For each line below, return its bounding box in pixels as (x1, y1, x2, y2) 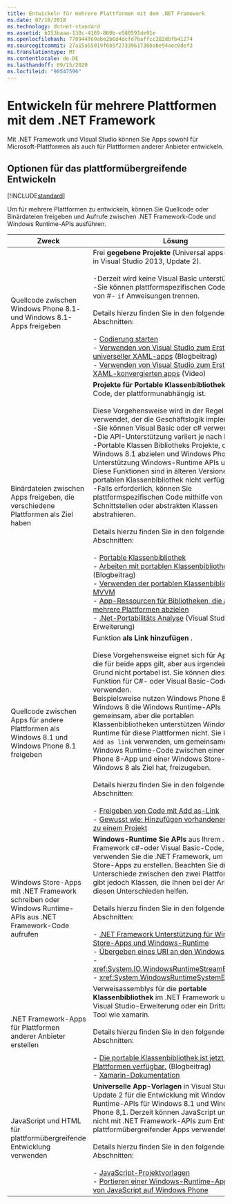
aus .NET (27, 912, 57, 922)
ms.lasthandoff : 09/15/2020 (7, 62, 88, 68)
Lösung (163, 236, 188, 246)
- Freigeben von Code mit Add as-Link (93, 806, 220, 816)
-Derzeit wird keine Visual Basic (93, 274, 197, 283)
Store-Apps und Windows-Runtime (93, 938, 209, 948)
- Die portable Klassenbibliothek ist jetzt (93, 1053, 224, 1063)
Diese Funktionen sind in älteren (93, 467, 197, 476)
